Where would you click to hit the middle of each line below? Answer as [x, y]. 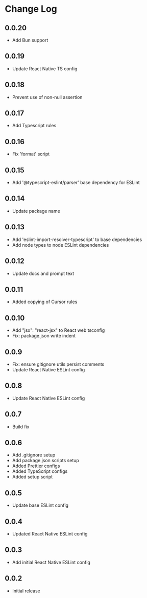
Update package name [36, 211]
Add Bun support [30, 40]
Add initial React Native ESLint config [51, 562]
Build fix [21, 427]
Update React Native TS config [45, 68]
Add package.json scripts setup [46, 461]
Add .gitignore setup [34, 455]
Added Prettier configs [36, 466]
